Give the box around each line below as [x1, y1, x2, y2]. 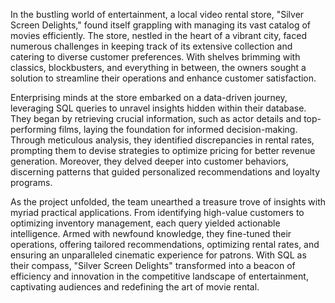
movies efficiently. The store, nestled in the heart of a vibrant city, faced [10, 30, 307, 41]
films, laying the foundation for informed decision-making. [58, 124, 298, 135]
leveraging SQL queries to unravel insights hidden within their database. [10, 102, 307, 114]
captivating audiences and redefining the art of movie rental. [10, 281, 260, 293]
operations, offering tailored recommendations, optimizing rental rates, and [10, 239, 320, 250]
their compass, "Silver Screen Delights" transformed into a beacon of [10, 260, 296, 271]
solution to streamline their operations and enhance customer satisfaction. [10, 72, 317, 84]
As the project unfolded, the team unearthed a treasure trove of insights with [10, 196, 327, 208]
